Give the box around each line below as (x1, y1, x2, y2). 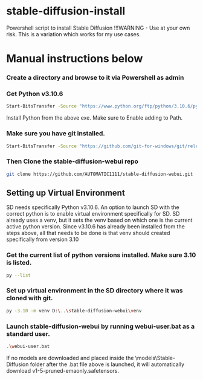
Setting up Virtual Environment (6, 187, 125, 198)
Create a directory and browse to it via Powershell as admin (6, 74, 184, 82)
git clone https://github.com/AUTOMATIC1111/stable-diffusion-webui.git (6, 171, 193, 177)
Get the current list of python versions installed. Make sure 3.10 (6, 251, 196, 259)
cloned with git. (6, 294, 53, 303)
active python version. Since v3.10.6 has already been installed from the (6, 223, 185, 230)
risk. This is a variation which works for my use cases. (6, 30, 141, 37)
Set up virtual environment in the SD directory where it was (6, 286, 183, 295)
